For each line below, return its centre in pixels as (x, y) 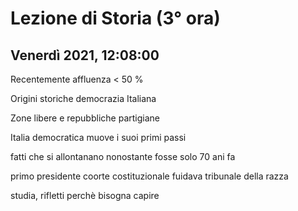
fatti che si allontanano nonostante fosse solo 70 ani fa (123, 156)
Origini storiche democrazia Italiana (83, 98)
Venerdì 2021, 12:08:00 (85, 55)
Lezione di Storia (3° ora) (115, 18)
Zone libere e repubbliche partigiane (85, 118)
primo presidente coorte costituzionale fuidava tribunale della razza (149, 176)
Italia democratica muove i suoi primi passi (98, 137)
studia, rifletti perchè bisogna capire (85, 195)
